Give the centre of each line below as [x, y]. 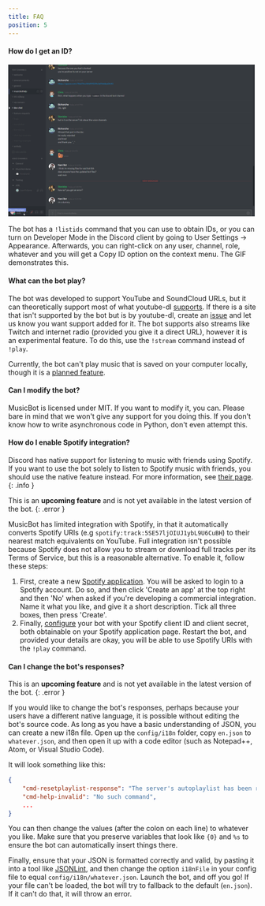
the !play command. [53, 648]
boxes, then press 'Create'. [63, 614]
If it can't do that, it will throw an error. [70, 894]
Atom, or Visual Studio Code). [56, 750]
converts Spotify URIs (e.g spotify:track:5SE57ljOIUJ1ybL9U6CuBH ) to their [129, 532]
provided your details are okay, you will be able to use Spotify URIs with [136, 639]
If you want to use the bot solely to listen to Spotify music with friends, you [129, 468]
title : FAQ [26, 17]
